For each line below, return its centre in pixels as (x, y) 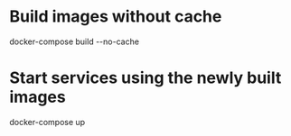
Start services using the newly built (145, 78)
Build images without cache (116, 17)
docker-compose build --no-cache (75, 41)
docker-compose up (47, 122)
